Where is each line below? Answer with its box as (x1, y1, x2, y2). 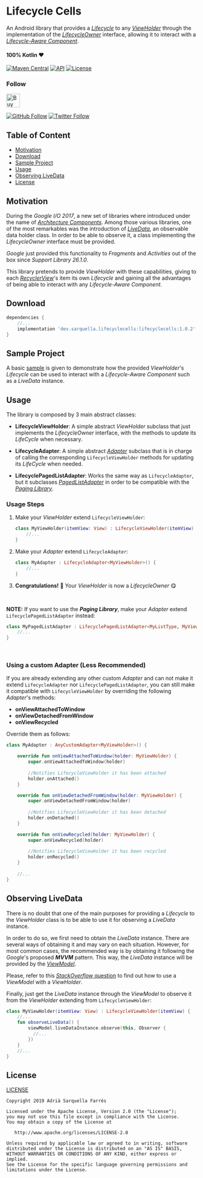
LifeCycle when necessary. (14, 436, 83, 442)
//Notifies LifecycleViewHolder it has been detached (28, 809, 166, 816)
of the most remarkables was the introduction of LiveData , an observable (6, 225, 188, 232)
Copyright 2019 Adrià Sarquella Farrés (6, 1098, 107, 1104)
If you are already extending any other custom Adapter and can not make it (6, 675, 193, 682)
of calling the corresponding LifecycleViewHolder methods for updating (14, 454, 194, 461)
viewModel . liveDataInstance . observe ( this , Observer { (28, 1025, 166, 1031)
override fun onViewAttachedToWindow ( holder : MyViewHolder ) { (17, 753, 177, 759)
